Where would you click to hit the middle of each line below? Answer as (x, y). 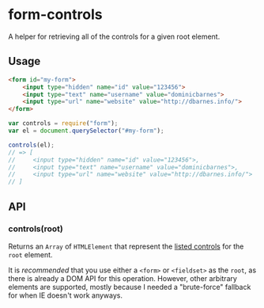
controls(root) (36, 229)
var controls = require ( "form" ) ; (63, 124)
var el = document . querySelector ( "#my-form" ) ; (86, 131)
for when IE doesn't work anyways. (66, 295)
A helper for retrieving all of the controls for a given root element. (114, 36)
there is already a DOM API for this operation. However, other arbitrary (123, 278)
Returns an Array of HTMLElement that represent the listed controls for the (126, 246)
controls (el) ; (32, 145)
